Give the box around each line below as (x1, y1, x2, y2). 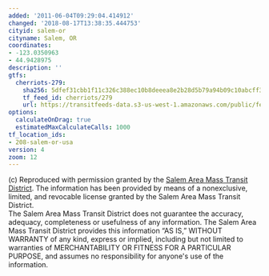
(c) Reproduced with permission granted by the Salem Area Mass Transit (8, 175, 248, 185)
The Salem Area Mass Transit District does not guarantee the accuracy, (8, 209, 244, 218)
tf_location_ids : (8, 130, 66, 138)
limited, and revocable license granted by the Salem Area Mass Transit (8, 192, 241, 202)
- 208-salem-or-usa (8, 138, 74, 146)
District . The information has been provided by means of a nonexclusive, (8, 183, 248, 193)
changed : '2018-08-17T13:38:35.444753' (8, 19, 142, 27)
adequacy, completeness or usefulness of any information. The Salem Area (8, 218, 257, 227)
